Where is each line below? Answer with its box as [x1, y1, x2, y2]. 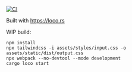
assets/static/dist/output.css [6, 50, 84, 56]
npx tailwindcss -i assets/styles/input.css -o [6, 45, 127, 51]
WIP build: [6, 28, 32, 35]
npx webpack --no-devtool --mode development [6, 55, 121, 61]
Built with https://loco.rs [6, 17, 65, 24]
